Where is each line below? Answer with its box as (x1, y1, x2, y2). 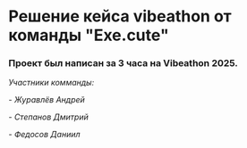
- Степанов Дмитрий (8, 111, 89, 122)
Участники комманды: (8, 78, 95, 88)
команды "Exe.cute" (8, 25, 169, 45)
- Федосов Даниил (8, 129, 81, 140)
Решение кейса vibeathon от (8, 6, 232, 27)
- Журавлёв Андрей (8, 95, 86, 105)
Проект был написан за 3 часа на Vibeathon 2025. (8, 57, 239, 70)
